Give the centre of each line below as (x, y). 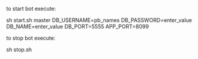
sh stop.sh (19, 49)
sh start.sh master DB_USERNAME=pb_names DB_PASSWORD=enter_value (99, 20)
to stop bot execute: (31, 38)
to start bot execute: (31, 9)
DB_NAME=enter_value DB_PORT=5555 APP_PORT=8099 (78, 27)
